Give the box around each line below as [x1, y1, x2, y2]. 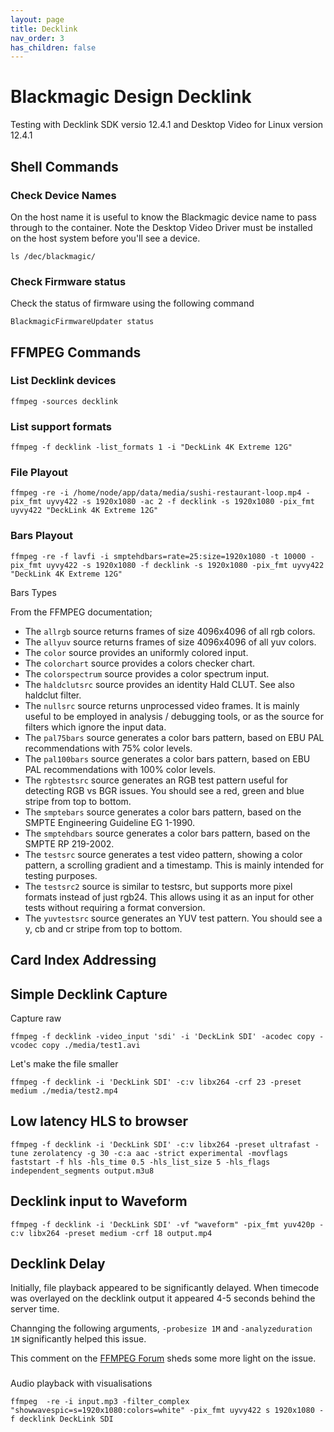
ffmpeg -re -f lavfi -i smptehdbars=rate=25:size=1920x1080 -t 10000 [10, 551, 307, 561]
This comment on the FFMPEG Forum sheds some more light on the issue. [10, 1352, 317, 1365]
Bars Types [10, 586, 57, 598]
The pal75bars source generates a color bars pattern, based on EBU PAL [24, 731, 325, 743]
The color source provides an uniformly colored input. [24, 646, 249, 658]
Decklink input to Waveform [10, 1193, 188, 1210]
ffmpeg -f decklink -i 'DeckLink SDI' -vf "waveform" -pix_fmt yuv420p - [10, 1219, 325, 1230]
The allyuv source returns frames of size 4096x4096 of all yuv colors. [24, 636, 317, 648]
